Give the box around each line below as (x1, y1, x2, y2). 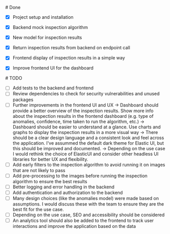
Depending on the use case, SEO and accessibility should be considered (12, 212, 165, 218)
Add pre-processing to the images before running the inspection (12, 173, 148, 179)
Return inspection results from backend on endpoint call (12, 45, 130, 51)
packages (12, 96, 34, 103)
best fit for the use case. (12, 206, 64, 212)
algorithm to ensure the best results (12, 178, 87, 184)
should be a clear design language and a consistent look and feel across (12, 135, 164, 141)
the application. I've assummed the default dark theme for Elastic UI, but (12, 140, 164, 146)
